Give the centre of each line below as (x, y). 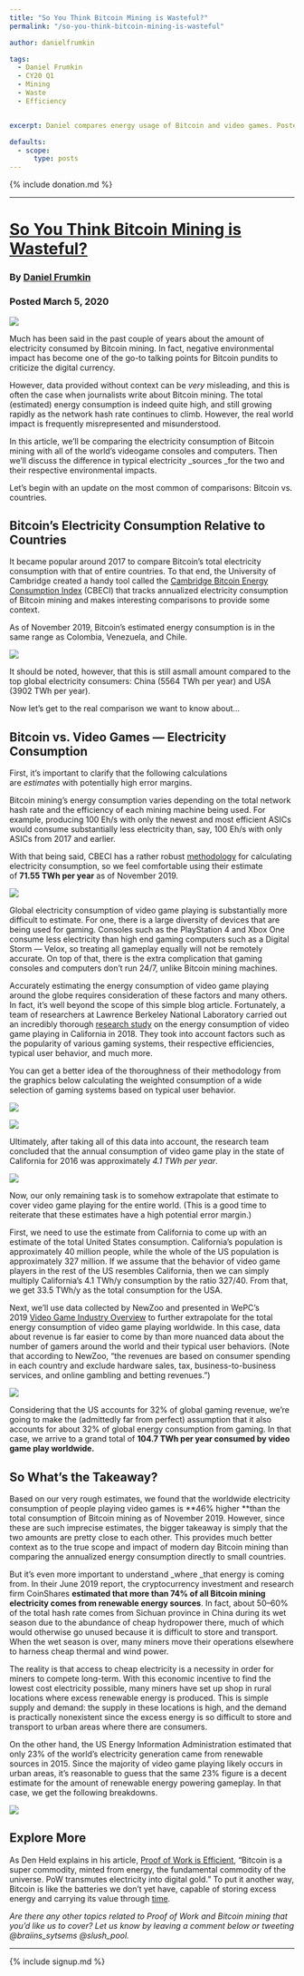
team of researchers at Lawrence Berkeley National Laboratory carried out (148, 1015)
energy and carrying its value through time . (90, 1898)
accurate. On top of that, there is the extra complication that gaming (136, 959)
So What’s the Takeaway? (84, 1477)
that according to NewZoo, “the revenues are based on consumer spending (150, 1356)
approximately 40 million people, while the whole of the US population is (144, 1252)
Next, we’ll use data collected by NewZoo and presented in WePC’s (134, 1308)
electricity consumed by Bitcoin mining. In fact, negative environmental (142, 348)
